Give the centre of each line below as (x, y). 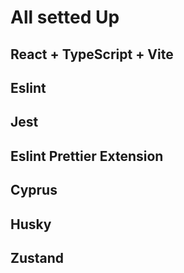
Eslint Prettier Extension (87, 156)
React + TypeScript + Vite (92, 54)
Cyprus (34, 190)
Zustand (37, 257)
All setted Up (65, 17)
